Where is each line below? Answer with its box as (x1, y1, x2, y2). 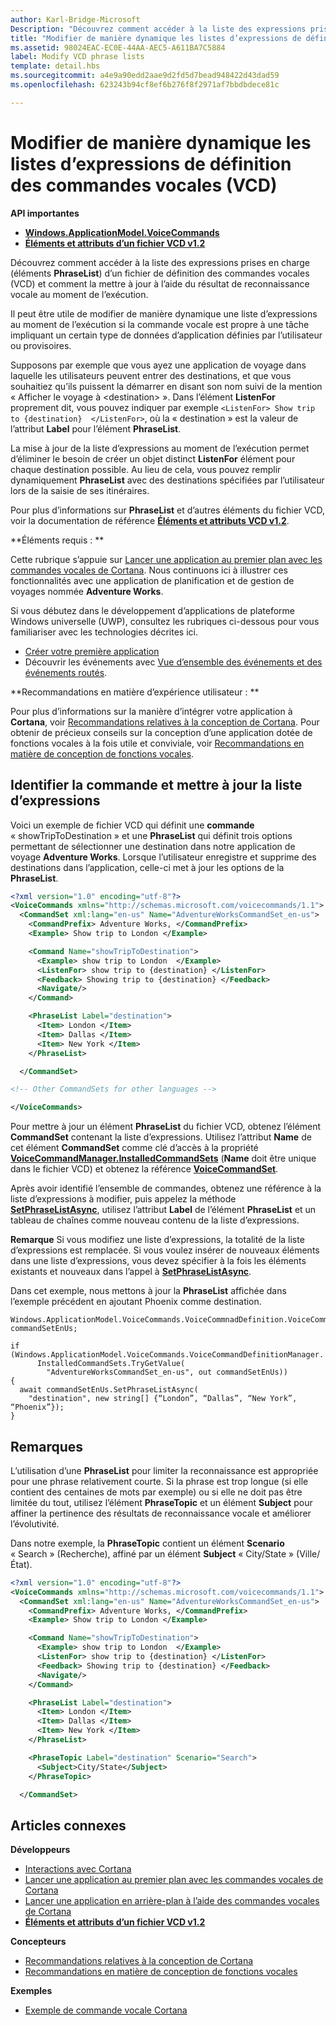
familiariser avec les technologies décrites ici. (10, 626, 198, 638)
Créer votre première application (24, 645, 160, 657)
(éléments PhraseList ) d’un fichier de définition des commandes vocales (10, 267, 310, 279)
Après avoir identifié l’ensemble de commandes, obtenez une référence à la (10, 1182, 322, 1195)
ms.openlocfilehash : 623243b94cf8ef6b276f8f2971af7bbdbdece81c (10, 80, 280, 90)
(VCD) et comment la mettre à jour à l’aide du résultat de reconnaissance (10, 277, 310, 290)
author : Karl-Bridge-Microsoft (10, 14, 141, 25)
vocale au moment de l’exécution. (10, 288, 149, 300)
